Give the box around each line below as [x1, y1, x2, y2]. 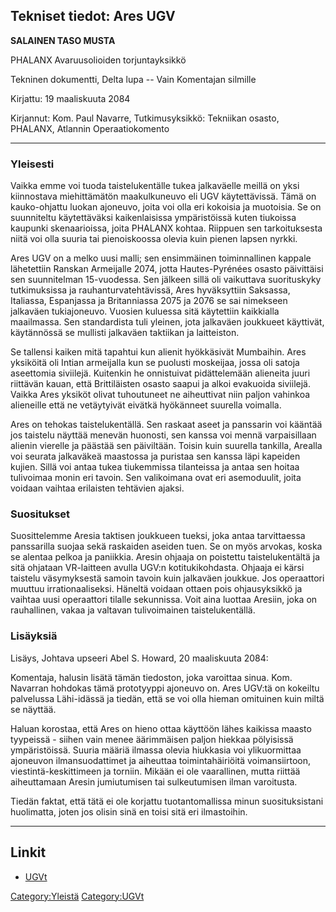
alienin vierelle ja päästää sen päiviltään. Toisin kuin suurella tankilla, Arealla [10, 440, 323, 452]
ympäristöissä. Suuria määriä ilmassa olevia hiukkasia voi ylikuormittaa [10, 744, 302, 756]
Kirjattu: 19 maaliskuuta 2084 [10, 92, 131, 104]
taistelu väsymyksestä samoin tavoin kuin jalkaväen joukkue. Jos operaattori [10, 572, 325, 584]
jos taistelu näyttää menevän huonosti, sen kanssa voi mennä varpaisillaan [10, 429, 317, 441]
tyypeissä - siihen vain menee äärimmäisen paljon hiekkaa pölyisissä [10, 733, 294, 745]
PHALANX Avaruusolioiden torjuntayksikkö [10, 54, 187, 66]
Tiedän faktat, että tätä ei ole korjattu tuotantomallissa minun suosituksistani [10, 795, 324, 807]
